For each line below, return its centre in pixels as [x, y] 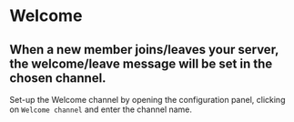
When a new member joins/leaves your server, [144, 50]
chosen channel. [58, 78]
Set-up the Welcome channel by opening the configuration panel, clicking [147, 100]
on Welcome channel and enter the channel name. [101, 109]
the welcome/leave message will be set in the [141, 63]
